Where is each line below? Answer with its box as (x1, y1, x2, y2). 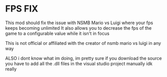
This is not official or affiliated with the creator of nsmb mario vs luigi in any (5, 40, 161, 46)
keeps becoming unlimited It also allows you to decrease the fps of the (5, 25, 152, 31)
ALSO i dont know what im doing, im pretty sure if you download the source (5, 55, 162, 61)
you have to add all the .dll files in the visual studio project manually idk (5, 60, 152, 66)
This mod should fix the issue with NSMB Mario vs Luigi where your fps (5, 20, 153, 26)
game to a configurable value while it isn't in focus (5, 30, 110, 36)
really (5, 66, 17, 72)
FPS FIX (5, 3, 39, 15)
